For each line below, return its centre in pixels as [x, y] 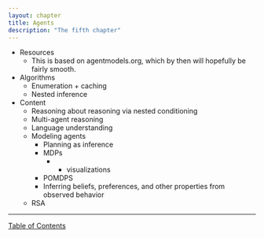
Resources [37, 53]
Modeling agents [59, 136]
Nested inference [59, 95]
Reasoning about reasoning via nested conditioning [114, 111]
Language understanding [72, 128]
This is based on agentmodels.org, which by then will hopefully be [138, 61]
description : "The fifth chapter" [65, 30]
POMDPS [58, 178]
